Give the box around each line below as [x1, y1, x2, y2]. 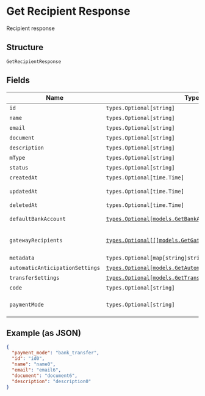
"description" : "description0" [12, 378, 92, 384]
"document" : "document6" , [12, 372, 78, 379]
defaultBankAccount [9, 215, 66, 222]
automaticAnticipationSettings [9, 264, 101, 271]
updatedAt [9, 188, 38, 195]
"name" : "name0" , [12, 361, 56, 367]
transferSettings [9, 274, 60, 281]
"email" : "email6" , [12, 367, 62, 373]
